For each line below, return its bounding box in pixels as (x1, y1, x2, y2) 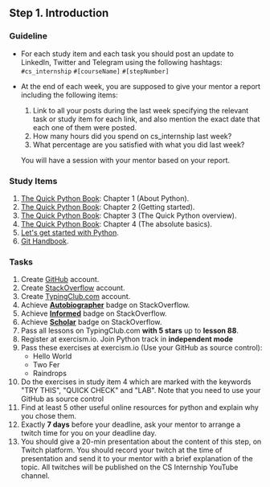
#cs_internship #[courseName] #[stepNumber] (20, 68, 170, 76)
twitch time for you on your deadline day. (20, 428, 157, 438)
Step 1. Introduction (9, 6, 109, 20)
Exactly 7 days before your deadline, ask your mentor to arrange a (20, 419, 241, 429)
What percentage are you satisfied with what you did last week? (32, 140, 245, 149)
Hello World (32, 351, 72, 361)
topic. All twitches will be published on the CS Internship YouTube (20, 462, 239, 473)
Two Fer (32, 360, 60, 370)
